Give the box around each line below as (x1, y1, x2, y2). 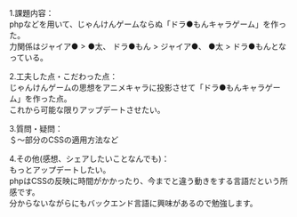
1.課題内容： (9, 8, 54, 18)
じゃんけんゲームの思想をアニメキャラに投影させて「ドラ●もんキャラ (9, 83, 266, 92)
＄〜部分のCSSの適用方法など (9, 134, 119, 145)
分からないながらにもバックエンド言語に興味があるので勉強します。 (9, 198, 258, 208)
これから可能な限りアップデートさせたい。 (9, 105, 165, 115)
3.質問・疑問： (9, 124, 64, 133)
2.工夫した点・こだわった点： (9, 71, 118, 82)
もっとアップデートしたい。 (9, 165, 111, 175)
